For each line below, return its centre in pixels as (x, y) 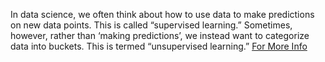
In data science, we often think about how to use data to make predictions (162, 14)
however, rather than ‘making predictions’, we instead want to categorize (160, 35)
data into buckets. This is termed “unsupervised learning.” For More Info (159, 46)
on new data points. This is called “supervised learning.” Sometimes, (151, 25)
